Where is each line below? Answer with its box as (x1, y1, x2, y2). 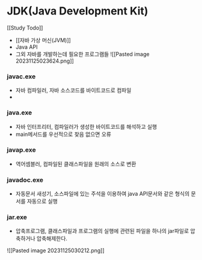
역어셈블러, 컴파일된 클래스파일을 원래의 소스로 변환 (15, 160, 136, 167)
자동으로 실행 (26, 197, 58, 205)
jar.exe (7, 213, 28, 221)
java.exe (7, 108, 32, 117)
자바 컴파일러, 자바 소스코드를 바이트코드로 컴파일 (15, 87, 132, 94)
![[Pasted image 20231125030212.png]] (7, 247, 105, 254)
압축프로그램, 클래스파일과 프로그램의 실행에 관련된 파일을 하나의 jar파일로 (15, 227, 189, 235)
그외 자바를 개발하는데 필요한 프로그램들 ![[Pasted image (15, 50, 150, 58)
